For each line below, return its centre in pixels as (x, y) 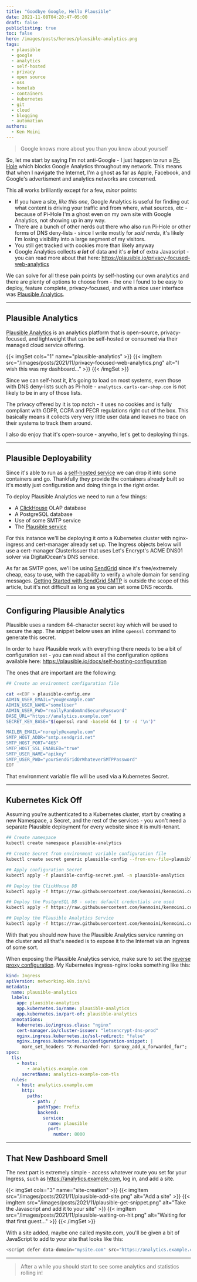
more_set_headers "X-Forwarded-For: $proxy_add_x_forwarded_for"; (104, 1047)
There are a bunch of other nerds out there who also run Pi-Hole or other (103, 227)
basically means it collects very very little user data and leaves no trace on (96, 417)
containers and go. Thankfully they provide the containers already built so (95, 479)
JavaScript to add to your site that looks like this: (65, 1238)
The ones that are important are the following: (61, 673)
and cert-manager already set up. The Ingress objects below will (103, 544)
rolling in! (31, 1273)
